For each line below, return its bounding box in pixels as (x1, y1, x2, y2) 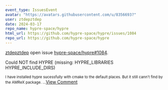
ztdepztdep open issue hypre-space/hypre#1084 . (5, 49, 108, 56)
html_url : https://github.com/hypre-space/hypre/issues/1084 (5, 31, 137, 36)
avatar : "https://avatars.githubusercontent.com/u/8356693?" (5, 12, 137, 17)
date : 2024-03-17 (5, 21, 42, 27)
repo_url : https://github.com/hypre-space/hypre (5, 36, 109, 41)
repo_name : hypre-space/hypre (5, 26, 69, 31)
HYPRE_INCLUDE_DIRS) (5, 64, 55, 71)
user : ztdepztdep (5, 17, 42, 22)
